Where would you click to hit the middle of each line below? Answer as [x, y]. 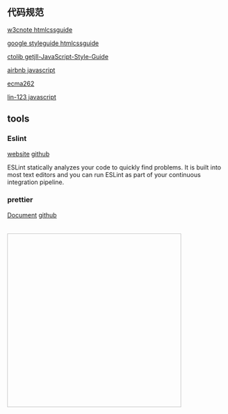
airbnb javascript [31, 70]
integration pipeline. [36, 182]
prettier [20, 200]
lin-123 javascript [32, 97]
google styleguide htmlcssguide [53, 43]
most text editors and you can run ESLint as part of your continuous [104, 174]
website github [28, 154]
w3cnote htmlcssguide [40, 29]
